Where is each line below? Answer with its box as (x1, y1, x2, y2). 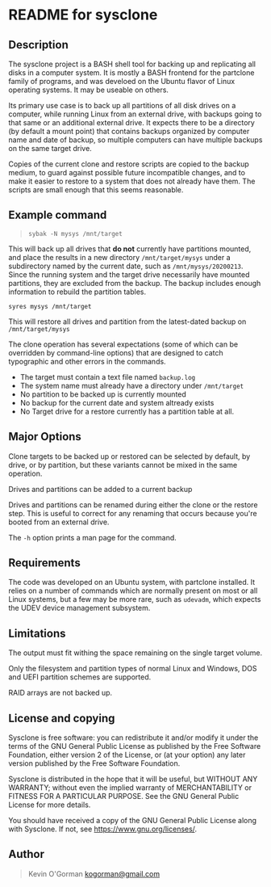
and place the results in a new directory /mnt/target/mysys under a (8, 252, 231, 262)
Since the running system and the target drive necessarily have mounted (8, 269, 250, 280)
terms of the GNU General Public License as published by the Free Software (8, 742, 261, 751)
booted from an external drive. (8, 517, 110, 527)
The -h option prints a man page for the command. (8, 532, 177, 542)
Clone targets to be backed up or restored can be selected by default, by (8, 451, 251, 461)
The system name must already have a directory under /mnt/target (19, 380, 244, 390)
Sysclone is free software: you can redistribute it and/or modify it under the (8, 733, 259, 742)
